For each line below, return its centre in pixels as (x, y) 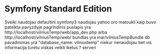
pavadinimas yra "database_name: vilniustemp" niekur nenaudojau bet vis (78, 42)
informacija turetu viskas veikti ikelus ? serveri (50, 47)
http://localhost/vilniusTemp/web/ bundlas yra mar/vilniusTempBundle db (77, 37)
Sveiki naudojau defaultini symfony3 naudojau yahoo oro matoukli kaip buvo (80, 22)
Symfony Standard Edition (58, 9)
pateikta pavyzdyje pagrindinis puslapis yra (48, 27)
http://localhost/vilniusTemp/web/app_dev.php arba (56, 32)
